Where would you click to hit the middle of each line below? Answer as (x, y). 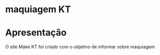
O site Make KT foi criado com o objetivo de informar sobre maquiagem (80, 47)
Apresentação (36, 33)
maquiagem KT (38, 9)
